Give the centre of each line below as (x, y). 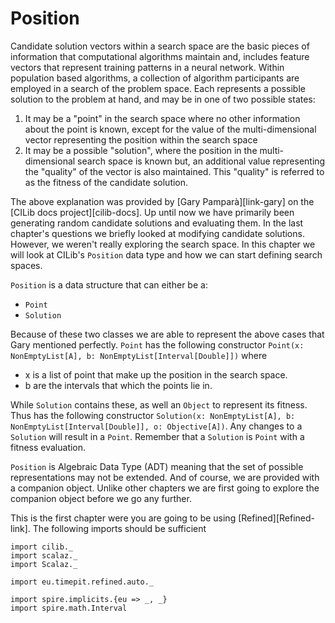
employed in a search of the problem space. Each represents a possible (158, 88)
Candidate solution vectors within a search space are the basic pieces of (160, 46)
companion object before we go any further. (101, 498)
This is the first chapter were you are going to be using (123, 518)
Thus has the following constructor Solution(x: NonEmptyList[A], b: (153, 415)
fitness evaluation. (48, 447)
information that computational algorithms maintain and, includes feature (160, 56)
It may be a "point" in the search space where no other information (162, 118)
